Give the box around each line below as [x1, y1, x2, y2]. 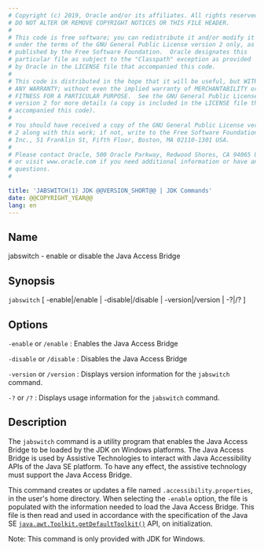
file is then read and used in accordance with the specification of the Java [8, 510, 248, 520]
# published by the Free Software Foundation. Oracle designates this [8, 48, 247, 56]
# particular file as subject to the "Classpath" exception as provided [8, 56, 251, 64]
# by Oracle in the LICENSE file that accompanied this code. [8, 63, 216, 71]
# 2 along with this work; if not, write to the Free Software [8, 128, 220, 136]
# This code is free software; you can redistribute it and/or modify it [8, 33, 255, 42]
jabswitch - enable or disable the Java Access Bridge [8, 251, 181, 261]
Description [8, 416, 67, 429]
